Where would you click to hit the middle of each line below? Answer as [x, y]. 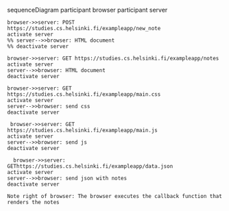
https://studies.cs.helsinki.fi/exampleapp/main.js [82, 130]
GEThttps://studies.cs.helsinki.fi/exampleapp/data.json [90, 166]
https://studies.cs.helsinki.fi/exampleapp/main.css [84, 95]
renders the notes [33, 202]
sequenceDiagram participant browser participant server [87, 10]
